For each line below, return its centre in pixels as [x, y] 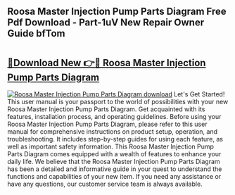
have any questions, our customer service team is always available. [105, 184]
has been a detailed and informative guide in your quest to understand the [115, 169]
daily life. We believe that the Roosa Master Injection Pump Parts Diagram [114, 162]
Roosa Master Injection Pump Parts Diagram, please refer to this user [107, 124]
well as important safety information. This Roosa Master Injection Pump [111, 146]
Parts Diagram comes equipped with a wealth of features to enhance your [114, 154]
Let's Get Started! [199, 94]
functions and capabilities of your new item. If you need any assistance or [114, 176]
